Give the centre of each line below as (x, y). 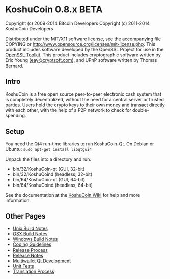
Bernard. (15, 66)
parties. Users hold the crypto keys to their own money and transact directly (85, 105)
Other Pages (25, 216)
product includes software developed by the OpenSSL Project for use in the (84, 49)
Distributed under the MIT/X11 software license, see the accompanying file (83, 39)
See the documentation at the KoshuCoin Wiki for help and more (73, 195)
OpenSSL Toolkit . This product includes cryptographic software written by (83, 55)
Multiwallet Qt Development (42, 261)
